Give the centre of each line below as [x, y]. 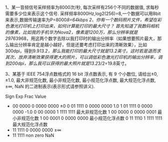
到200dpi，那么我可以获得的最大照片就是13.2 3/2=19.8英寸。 [67, 63]
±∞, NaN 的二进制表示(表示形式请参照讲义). [50, 86]
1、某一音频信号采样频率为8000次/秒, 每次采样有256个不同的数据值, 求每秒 [82, 7]
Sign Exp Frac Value [26, 96]
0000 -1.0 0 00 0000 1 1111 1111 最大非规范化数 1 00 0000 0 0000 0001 [84, 112]
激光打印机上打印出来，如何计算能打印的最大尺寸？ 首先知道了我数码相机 [84, 26]
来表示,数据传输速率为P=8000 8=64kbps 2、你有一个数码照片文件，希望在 [81, 20]
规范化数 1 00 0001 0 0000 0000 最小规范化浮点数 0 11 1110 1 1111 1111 [92, 118]
